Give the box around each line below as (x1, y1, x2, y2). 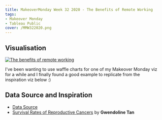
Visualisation (5, 44, 47, 52)
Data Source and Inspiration (5, 91, 93, 99)
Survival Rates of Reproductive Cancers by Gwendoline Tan (12, 109, 134, 115)
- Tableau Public (5, 21, 41, 26)
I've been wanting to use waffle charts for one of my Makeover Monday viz (5, 66, 158, 72)
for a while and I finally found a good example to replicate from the (5, 71, 140, 77)
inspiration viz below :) (5, 77, 51, 83)
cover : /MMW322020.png (5, 26, 52, 30)
